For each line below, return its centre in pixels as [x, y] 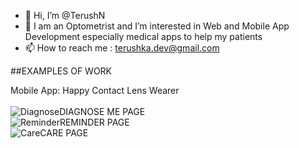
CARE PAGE [64, 133]
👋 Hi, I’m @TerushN [65, 15]
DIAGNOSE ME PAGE [102, 111]
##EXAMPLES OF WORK [61, 71]
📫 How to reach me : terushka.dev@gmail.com [122, 48]
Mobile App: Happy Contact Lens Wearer [95, 90]
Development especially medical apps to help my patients [143, 36]
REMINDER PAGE [94, 122]
